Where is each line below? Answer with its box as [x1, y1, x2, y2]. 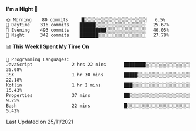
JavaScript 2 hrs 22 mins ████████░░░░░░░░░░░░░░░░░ [6, 62, 191, 68]
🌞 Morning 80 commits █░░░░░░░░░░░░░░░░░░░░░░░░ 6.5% [6, 17, 166, 23]
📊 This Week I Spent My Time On [6, 43, 89, 50]
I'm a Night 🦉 [6, 6, 38, 12]
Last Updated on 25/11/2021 [6, 118, 73, 125]
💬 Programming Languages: [6, 56, 69, 62]
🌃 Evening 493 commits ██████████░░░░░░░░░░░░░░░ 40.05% [6, 27, 169, 33]
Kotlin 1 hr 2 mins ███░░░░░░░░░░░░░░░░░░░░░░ [6, 82, 191, 88]
